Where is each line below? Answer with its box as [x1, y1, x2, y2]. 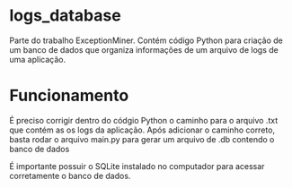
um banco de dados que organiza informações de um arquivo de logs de [9, 44, 279, 55]
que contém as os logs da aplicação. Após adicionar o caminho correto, [9, 124, 276, 135]
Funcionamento [9, 86, 129, 106]
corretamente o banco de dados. [9, 170, 131, 181]
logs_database [9, 5, 121, 26]
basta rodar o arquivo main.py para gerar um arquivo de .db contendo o [9, 133, 275, 144]
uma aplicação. [9, 54, 66, 64]
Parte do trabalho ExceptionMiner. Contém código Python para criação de [9, 35, 283, 46]
